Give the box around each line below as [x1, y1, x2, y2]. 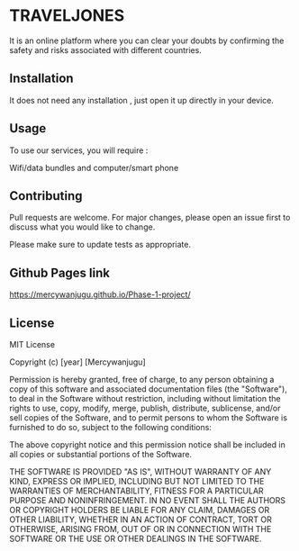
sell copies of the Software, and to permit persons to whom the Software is [9, 412, 288, 423]
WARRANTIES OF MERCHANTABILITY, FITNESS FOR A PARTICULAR [9, 485, 264, 496]
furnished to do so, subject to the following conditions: [9, 422, 212, 432]
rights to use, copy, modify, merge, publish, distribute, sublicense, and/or [9, 402, 281, 413]
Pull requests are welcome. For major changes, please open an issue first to [9, 212, 291, 223]
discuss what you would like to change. [9, 221, 156, 232]
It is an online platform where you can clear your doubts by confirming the [9, 35, 285, 46]
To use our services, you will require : [9, 145, 149, 156]
